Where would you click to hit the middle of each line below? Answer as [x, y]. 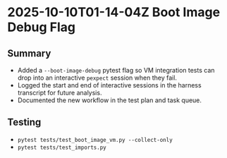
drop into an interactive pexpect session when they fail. [97, 78]
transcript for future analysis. [60, 93]
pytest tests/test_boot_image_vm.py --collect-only [95, 140]
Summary [29, 53]
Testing [24, 122]
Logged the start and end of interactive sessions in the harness [110, 85]
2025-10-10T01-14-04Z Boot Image [114, 12]
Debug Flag [42, 27]
